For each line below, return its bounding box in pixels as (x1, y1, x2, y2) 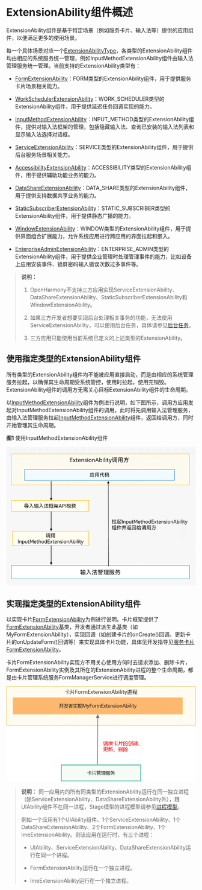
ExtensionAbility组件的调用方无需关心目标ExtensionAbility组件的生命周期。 (6, 386, 191, 393)
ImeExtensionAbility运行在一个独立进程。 (29, 877, 132, 885)
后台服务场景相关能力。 (14, 151, 73, 158)
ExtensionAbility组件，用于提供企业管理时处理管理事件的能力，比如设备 (14, 253, 192, 260)
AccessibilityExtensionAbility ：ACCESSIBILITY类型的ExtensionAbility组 (14, 164, 192, 171)
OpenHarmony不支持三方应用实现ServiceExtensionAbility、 (29, 286, 178, 293)
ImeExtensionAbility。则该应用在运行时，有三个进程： (20, 831, 155, 839)
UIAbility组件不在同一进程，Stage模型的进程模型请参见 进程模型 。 (20, 803, 183, 810)
